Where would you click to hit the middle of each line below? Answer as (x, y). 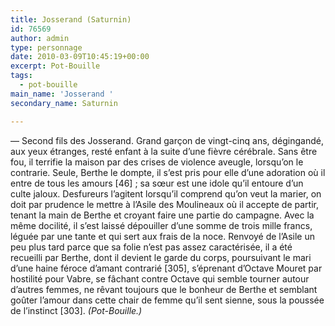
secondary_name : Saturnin (64, 103)
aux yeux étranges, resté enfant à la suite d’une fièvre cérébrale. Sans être (164, 151)
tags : (21, 76)
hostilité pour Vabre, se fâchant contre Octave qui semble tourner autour (160, 278)
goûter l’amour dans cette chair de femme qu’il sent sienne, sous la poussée (167, 300)
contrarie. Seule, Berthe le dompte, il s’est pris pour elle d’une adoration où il (168, 172)
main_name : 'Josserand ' (62, 94)
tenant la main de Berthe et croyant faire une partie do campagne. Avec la (162, 215)
